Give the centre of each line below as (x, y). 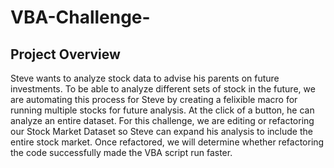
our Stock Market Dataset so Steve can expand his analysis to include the (161, 131)
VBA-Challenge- (80, 17)
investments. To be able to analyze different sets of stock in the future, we (163, 89)
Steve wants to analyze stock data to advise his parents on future (145, 78)
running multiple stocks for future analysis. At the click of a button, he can (162, 110)
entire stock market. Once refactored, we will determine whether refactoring (167, 142)
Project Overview (65, 54)
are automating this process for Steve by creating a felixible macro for (154, 99)
